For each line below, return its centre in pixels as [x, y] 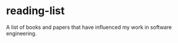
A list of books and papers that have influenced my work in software [89, 27]
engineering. [22, 33]
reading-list [35, 11]
